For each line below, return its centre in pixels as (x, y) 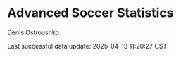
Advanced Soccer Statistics (90, 13)
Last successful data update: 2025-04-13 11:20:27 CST (87, 46)
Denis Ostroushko (33, 32)
